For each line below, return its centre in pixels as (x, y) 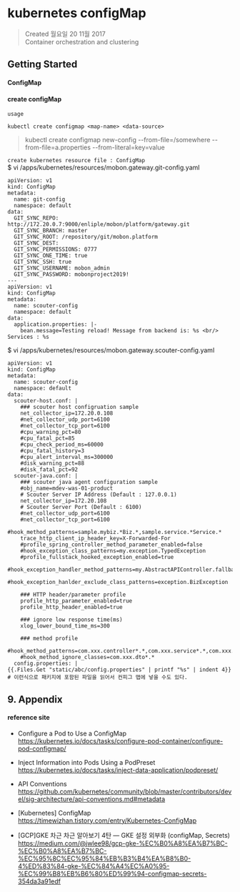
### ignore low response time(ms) (71, 620)
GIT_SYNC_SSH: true (43, 262)
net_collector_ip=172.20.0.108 (67, 413)
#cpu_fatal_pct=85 (47, 438)
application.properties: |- (56, 324)
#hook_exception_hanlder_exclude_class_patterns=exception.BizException (118, 583)
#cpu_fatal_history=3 (52, 451)
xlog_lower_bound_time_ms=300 (65, 626)
